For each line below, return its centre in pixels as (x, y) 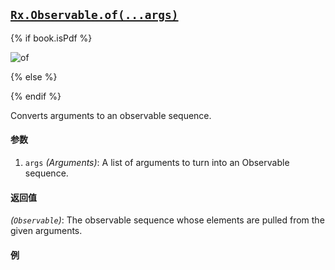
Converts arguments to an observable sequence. (111, 115)
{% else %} (34, 76)
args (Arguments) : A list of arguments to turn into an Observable (157, 163)
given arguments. (46, 231)
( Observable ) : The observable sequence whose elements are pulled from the (167, 220)
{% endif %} (36, 96)
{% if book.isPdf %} (51, 38)
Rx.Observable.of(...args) (94, 15)
